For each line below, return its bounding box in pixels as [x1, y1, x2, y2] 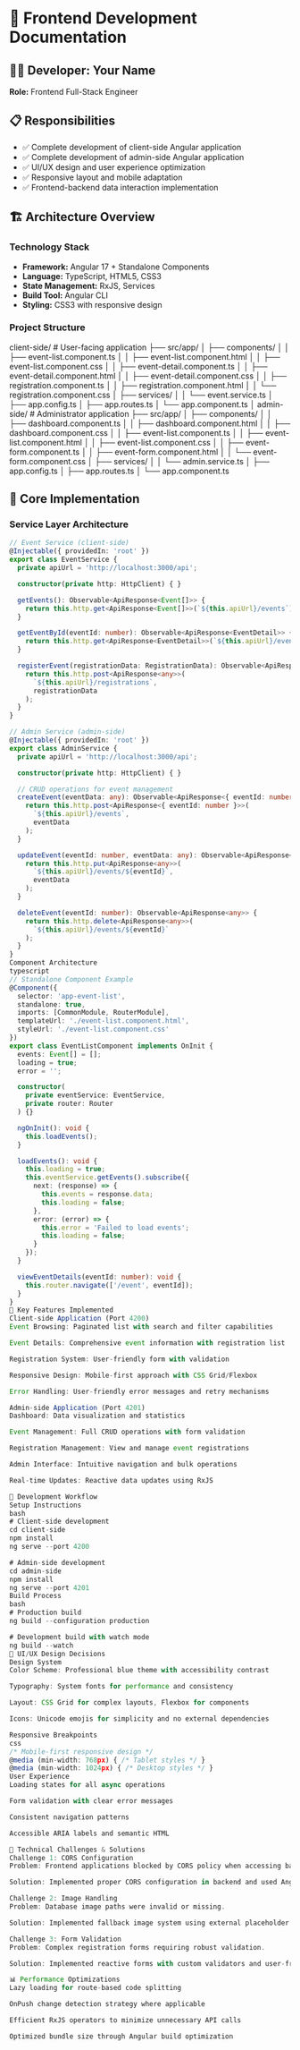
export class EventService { [9, 555, 118, 565]
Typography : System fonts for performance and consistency [9, 1682, 234, 1691]
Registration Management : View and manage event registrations [9, 1444, 250, 1453]
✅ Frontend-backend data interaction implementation [21, 182, 219, 192]
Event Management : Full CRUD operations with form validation [9, 1427, 246, 1437]
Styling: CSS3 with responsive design [21, 299, 162, 310]
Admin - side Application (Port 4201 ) [9, 1403, 146, 1412]
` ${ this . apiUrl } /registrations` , [32, 677, 158, 687]
